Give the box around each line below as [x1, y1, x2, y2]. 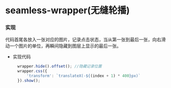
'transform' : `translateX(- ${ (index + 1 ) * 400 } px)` [26, 73, 141, 79]
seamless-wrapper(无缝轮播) [5, 5, 130, 16]
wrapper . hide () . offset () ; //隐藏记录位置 [17, 64, 102, 69]
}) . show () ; [17, 78, 41, 83]
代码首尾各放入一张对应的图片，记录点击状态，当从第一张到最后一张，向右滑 [5, 37, 166, 43]
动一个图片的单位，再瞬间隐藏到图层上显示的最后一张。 [5, 43, 121, 49]
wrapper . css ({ [17, 69, 47, 74]
